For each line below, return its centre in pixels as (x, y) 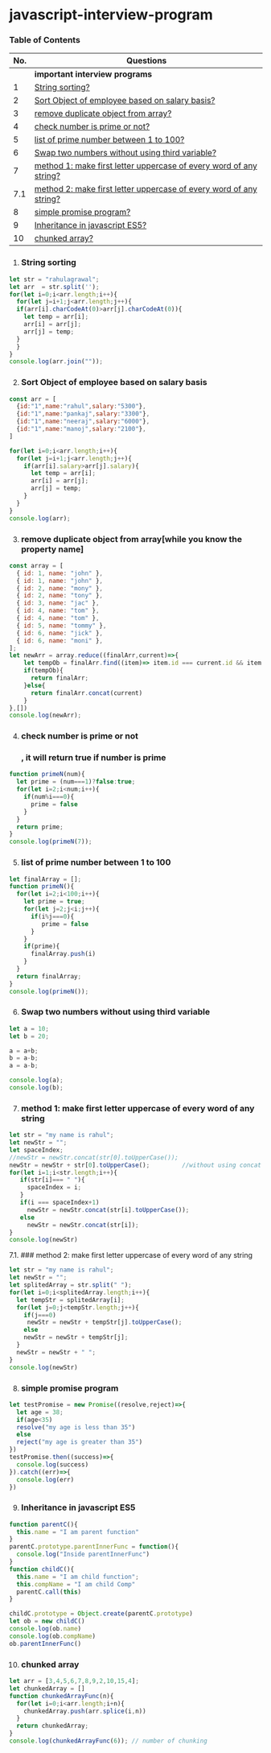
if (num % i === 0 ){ (49, 797)
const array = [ (36, 565)
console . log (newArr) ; (45, 715)
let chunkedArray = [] (47, 1689)
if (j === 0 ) (40, 1315)
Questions (147, 60)
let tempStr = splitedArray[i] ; (71, 1300)
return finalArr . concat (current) (86, 693)
